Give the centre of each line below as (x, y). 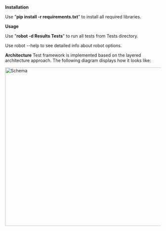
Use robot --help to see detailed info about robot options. (63, 46)
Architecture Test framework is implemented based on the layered (73, 55)
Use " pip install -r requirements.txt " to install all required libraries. (73, 17)
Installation (17, 7)
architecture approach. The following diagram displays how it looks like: (78, 60)
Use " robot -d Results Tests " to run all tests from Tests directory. (72, 36)
